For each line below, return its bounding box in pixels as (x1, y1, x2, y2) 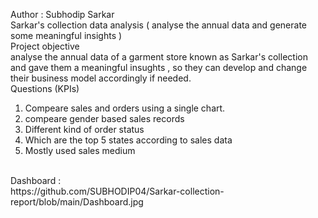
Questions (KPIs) (10, 83, 80, 94)
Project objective (10, 40, 80, 52)
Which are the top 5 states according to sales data (24, 134, 233, 146)
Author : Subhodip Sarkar (10, 9, 115, 20)
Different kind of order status (24, 124, 145, 135)
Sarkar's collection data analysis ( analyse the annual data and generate (10, 19, 308, 31)
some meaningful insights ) (10, 30, 123, 41)
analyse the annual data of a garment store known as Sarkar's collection (10, 51, 308, 63)
